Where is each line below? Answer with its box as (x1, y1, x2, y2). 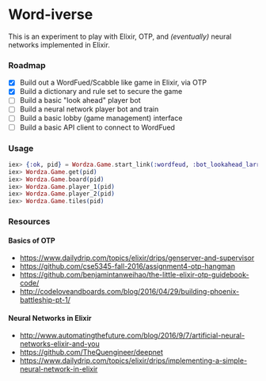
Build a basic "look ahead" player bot (19, 96, 141, 105)
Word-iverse (8, 6, 93, 24)
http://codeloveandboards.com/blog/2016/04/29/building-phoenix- (19, 287, 240, 296)
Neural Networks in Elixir (8, 313, 92, 323)
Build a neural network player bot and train (19, 104, 159, 114)
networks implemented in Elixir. (8, 40, 111, 49)
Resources (8, 216, 51, 227)
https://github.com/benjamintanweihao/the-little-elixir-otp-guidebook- (19, 270, 249, 280)
